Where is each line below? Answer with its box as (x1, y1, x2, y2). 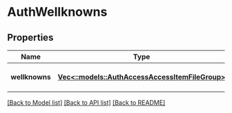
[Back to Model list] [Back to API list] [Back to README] (7, 99, 166, 107)
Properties (7, 32, 54, 43)
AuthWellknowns (7, 4, 108, 20)
